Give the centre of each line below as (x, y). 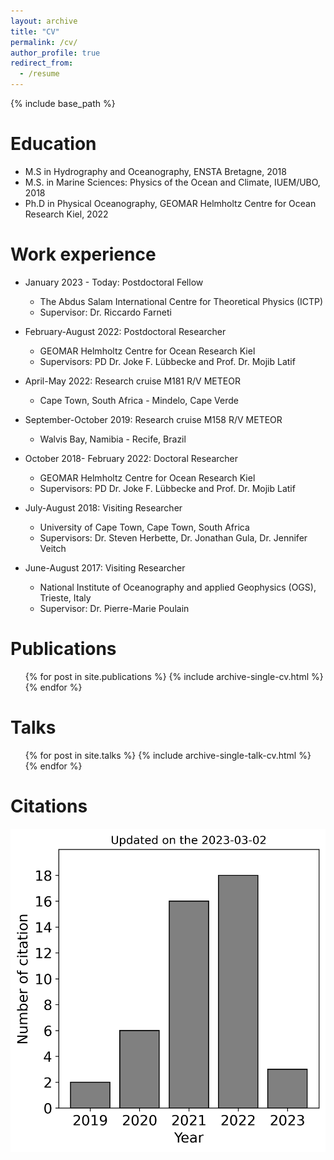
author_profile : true (55, 53)
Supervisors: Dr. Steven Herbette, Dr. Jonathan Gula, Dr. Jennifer (173, 537)
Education (53, 144)
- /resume (39, 74)
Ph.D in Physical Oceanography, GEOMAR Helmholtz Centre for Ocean (170, 203)
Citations (49, 806)
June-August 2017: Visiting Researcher (105, 567)
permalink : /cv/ (44, 42)
